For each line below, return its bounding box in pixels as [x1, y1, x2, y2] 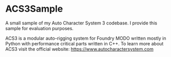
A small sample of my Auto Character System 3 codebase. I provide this [5, 20, 158, 26]
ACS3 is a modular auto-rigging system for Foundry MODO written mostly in [5, 35, 166, 41]
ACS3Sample [5, 3, 63, 15]
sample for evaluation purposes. [5, 25, 73, 31]
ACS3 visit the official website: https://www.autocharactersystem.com [5, 46, 154, 52]
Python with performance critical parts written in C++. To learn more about [5, 40, 164, 46]
